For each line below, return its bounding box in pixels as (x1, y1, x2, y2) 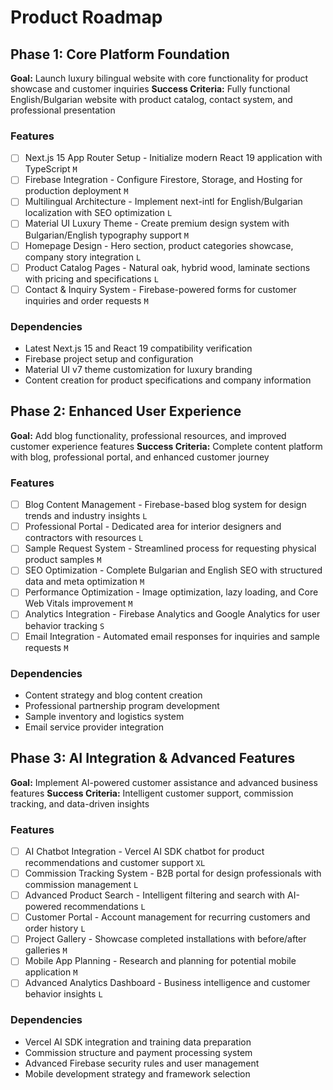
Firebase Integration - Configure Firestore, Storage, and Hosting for (24, 174, 303, 186)
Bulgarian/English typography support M (24, 229, 189, 241)
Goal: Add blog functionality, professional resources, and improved (10, 429, 287, 441)
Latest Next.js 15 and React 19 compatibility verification (24, 342, 253, 355)
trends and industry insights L (24, 510, 148, 522)
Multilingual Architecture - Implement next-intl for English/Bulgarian (24, 196, 303, 208)
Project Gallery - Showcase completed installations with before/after (24, 933, 307, 945)
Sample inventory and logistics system (24, 710, 185, 722)
